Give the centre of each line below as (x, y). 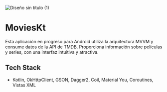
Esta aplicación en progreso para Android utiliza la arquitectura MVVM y (79, 41)
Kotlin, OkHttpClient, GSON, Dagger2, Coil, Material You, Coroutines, (83, 80)
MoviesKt (25, 28)
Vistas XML (24, 85)
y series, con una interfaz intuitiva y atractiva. (52, 52)
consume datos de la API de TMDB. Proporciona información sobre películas (84, 47)
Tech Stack (23, 68)
